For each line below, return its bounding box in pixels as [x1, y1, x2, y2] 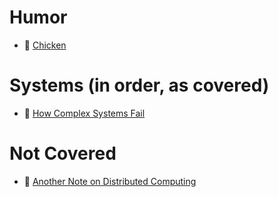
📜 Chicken [23, 39, 67, 51]
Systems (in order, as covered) [9, 74, 270, 97]
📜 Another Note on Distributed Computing [23, 175, 197, 187]
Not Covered [9, 142, 117, 165]
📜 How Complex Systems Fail [23, 107, 146, 119]
